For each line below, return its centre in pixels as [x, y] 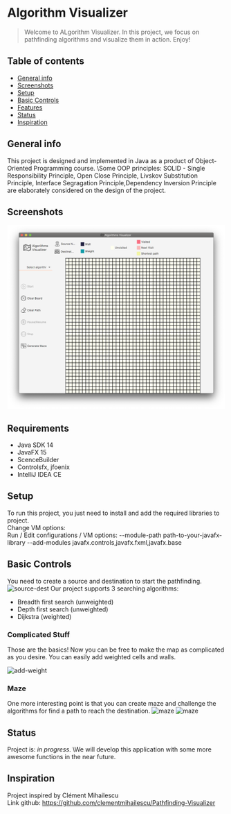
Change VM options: [36, 527]
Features [30, 107]
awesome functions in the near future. [62, 756]
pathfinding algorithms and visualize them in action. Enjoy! [107, 39]
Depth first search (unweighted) [63, 609]
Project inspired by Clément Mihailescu [63, 795]
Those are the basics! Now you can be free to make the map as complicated [116, 650]
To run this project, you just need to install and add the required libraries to [113, 513]
